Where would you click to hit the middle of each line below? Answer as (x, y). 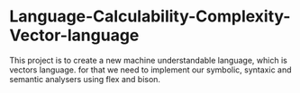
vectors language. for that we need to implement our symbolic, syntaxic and (150, 70)
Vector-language (74, 35)
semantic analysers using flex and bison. (85, 79)
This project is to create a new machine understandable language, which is (149, 60)
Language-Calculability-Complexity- (150, 17)
